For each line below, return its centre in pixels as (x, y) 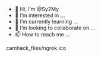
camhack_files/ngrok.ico (36, 48)
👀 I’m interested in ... (40, 15)
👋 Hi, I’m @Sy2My (37, 9)
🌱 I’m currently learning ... (46, 21)
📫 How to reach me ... (42, 34)
